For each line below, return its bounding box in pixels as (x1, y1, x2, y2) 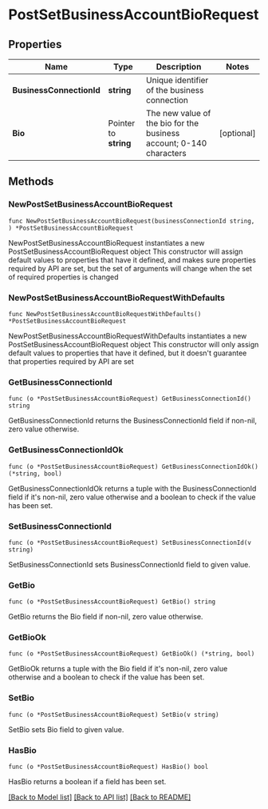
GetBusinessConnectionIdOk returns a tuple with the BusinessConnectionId (8, 483, 257, 493)
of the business (146, 85, 204, 95)
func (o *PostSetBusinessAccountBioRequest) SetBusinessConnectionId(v (8, 539, 251, 547)
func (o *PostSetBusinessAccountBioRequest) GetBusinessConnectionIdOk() (8, 463, 259, 471)
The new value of (146, 108, 211, 118)
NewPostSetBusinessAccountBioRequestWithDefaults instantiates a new (8, 330, 247, 341)
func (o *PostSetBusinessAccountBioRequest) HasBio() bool (8, 763, 209, 771)
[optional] (219, 128, 256, 138)
